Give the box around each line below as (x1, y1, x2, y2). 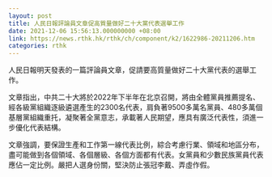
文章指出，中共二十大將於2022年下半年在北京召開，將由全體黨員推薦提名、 (8, 92, 261, 102)
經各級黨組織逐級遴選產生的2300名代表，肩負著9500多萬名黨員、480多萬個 (8, 103, 263, 112)
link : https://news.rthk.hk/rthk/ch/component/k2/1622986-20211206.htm (8, 34, 255, 43)
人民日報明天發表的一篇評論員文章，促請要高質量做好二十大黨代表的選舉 (8, 65, 249, 75)
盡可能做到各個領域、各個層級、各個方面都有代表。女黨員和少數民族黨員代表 (8, 150, 264, 160)
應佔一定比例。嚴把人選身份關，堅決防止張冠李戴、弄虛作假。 (8, 160, 215, 170)
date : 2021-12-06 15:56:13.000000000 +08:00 (8, 27, 161, 35)
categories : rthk (8, 42, 67, 50)
